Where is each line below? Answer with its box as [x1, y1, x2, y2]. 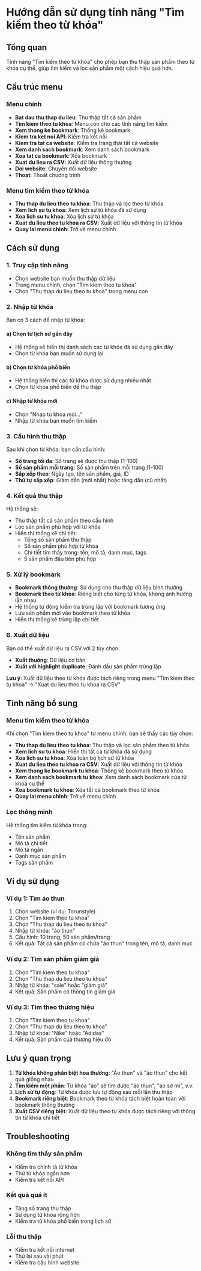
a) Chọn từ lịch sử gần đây [6, 330, 73, 337]
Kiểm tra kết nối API [14, 1176, 64, 1183]
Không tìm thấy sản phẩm [6, 1149, 83, 1158]
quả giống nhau [14, 1075, 54, 1083]
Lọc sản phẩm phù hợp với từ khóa [14, 523, 101, 530]
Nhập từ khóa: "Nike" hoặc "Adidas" [14, 1030, 104, 1037]
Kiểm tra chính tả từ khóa [14, 1163, 77, 1170]
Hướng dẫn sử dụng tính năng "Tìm [6, 5, 185, 19]
